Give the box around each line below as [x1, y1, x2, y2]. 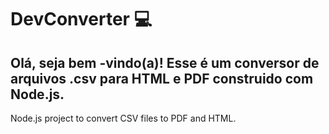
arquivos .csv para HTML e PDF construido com [10, 70, 314, 87]
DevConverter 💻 [10, 8, 153, 31]
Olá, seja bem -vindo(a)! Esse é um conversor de [10, 54, 320, 71]
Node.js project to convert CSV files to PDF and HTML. [10, 112, 237, 124]
